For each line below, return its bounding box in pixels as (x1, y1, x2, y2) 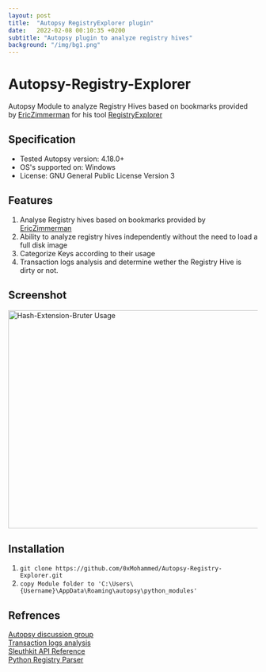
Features (8, 194, 53, 207)
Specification (8, 132, 76, 147)
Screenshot (8, 289, 67, 302)
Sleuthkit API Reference (8, 647, 85, 656)
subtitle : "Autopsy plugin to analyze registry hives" (8, 33, 193, 42)
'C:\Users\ (97, 580, 134, 588)
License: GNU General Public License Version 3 (19, 171, 176, 180)
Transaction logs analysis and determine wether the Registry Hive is (19, 257, 241, 267)
